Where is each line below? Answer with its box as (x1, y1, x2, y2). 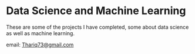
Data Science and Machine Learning (6, 4, 186, 18)
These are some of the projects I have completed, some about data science (6, 23, 189, 31)
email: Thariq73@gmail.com (6, 41, 74, 48)
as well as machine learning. (6, 29, 75, 36)
